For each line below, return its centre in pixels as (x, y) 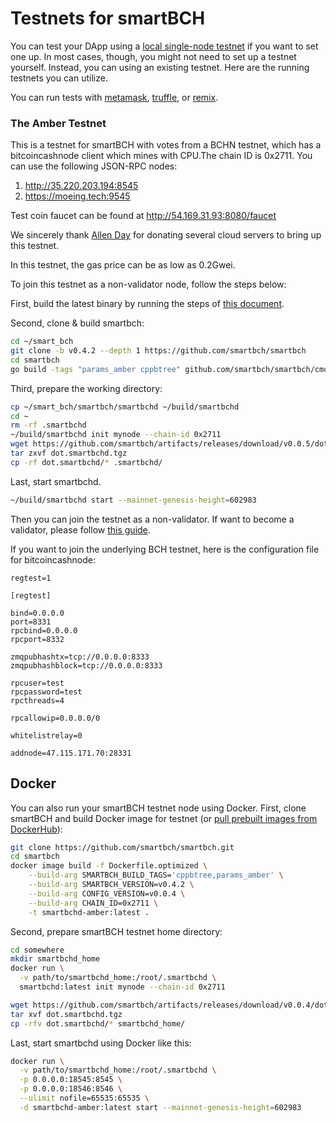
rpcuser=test (37, 683)
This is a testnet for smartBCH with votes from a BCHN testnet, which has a (166, 145)
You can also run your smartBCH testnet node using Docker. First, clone (158, 808)
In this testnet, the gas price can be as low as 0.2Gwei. (123, 265)
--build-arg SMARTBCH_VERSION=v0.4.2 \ (111, 885)
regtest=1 (31, 578)
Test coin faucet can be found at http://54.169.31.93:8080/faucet (143, 216)
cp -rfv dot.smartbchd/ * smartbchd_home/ (98, 1023)
